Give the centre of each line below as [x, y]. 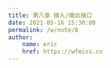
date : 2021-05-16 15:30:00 [52, 23]
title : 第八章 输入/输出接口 [50, 15]
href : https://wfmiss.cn [63, 52]
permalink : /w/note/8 [43, 30]
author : [21, 37]
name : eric [40, 45]
